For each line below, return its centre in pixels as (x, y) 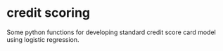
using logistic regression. (43, 39)
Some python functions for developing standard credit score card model (111, 32)
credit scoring (49, 13)
